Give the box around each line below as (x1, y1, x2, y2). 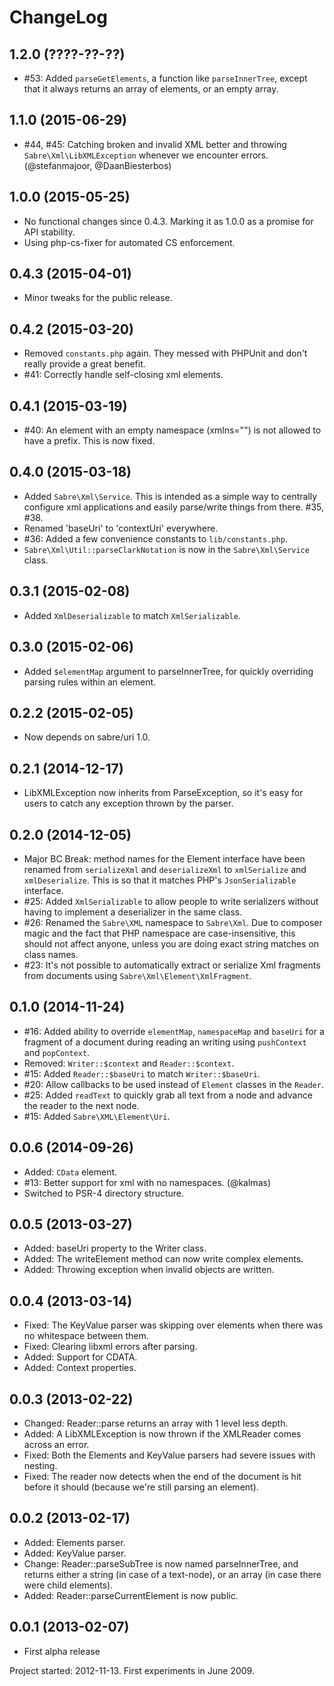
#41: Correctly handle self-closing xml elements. (23, 369, 224, 381)
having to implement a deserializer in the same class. (23, 906, 243, 918)
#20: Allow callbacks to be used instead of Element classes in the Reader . (23, 1078, 324, 1090)
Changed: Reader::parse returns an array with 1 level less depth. (23, 1417, 289, 1429)
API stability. (23, 226, 76, 238)
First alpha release (23, 1645, 101, 1657)
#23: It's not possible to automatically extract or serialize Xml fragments (23, 959, 321, 971)
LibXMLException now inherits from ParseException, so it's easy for (23, 787, 304, 799)
